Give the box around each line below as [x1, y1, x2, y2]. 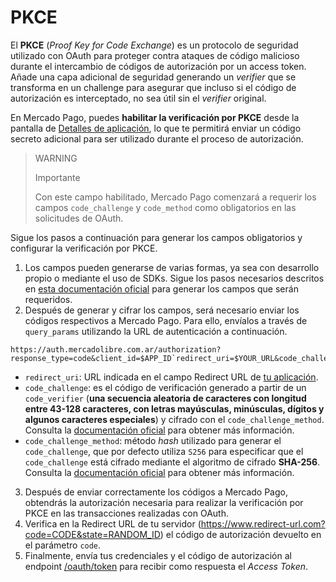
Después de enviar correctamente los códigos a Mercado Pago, [24, 486, 288, 498]
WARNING [34, 152, 78, 164]
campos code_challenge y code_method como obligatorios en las [34, 201, 297, 213]
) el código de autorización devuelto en [159, 528, 322, 540]
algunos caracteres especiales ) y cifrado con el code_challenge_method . [24, 413, 325, 425]
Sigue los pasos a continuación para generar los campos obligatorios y [10, 231, 303, 243]
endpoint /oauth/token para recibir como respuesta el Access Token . [24, 560, 309, 572]
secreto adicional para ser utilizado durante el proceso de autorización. [10, 132, 304, 145]
